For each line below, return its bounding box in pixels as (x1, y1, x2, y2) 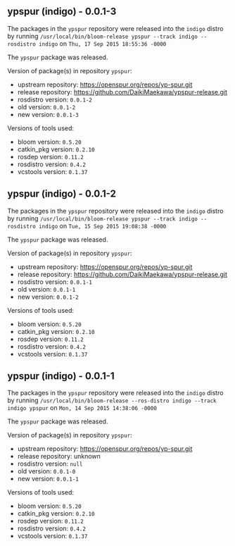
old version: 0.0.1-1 (17, 285, 76, 293)
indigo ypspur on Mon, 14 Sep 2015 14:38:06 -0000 (7, 404, 157, 412)
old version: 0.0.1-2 (17, 102, 76, 111)
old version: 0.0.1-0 (17, 467, 76, 476)
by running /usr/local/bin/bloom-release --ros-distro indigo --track (7, 396, 217, 404)
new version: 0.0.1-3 (17, 110, 79, 118)
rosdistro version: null (17, 459, 83, 468)
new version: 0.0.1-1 (17, 475, 79, 483)
